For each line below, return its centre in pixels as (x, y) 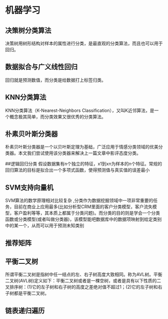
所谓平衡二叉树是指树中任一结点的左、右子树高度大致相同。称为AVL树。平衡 (84, 274)
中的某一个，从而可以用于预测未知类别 (44, 226)
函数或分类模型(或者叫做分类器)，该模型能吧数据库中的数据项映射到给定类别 (83, 219)
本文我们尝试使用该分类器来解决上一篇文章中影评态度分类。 (79, 153)
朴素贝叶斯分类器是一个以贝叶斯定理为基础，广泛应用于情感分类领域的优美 (82, 147)
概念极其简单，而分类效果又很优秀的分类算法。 (57, 116)
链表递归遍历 (25, 311)
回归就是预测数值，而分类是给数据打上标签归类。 (55, 80)
